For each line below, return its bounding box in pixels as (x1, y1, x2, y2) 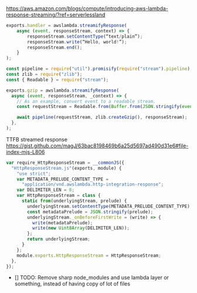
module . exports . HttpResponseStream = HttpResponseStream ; (16, 252, 161, 258)
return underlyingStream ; (27, 236, 91, 243)
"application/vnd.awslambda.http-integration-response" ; (21, 181, 164, 187)
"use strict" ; (16, 170, 51, 177)
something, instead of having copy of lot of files (14, 280, 131, 287)
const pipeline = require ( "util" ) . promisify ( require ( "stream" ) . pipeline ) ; (6, 66, 193, 72)
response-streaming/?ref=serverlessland (6, 11, 106, 18)
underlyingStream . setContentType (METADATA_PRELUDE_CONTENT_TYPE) (27, 203, 191, 209)
